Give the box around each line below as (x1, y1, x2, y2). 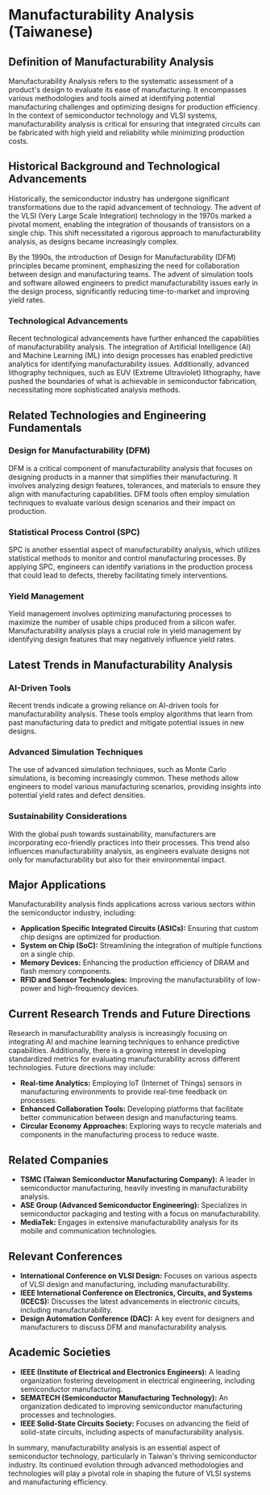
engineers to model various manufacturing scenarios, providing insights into (8, 782, 262, 791)
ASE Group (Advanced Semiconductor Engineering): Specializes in (19, 1201, 247, 1210)
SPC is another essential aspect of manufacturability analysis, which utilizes (8, 545, 260, 554)
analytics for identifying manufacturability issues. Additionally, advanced (8, 359, 250, 369)
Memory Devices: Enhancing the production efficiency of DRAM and (19, 958, 250, 967)
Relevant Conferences (8, 1249, 123, 1263)
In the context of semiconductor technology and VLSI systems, (8, 111, 218, 120)
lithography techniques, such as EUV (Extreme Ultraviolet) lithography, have (8, 368, 260, 378)
